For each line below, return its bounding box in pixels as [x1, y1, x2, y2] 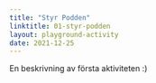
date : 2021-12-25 [9, 38, 75, 48]
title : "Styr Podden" [9, 13, 91, 23]
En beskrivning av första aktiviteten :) [9, 63, 148, 74]
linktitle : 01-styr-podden [9, 22, 111, 31]
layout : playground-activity [9, 30, 119, 39]
